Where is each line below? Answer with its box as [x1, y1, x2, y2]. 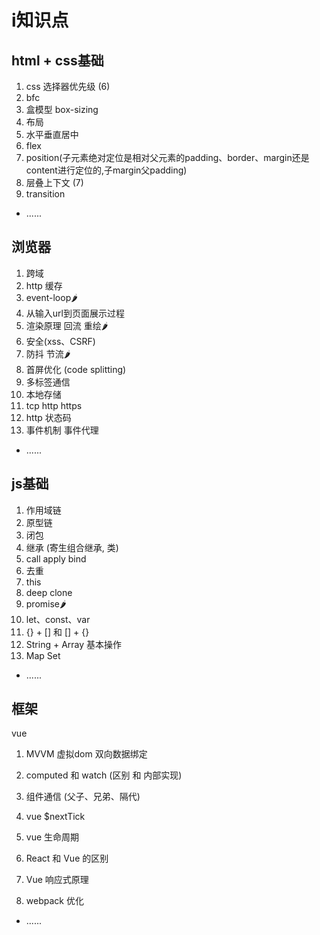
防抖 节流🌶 [25, 347, 71, 360]
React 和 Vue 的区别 [25, 852, 109, 865]
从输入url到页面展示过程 [25, 307, 125, 319]
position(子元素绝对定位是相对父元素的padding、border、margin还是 [25, 152, 310, 163]
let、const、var [25, 613, 91, 625]
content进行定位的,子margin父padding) [25, 164, 188, 176]
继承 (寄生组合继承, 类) [25, 541, 119, 553]
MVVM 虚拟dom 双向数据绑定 [25, 748, 148, 760]
